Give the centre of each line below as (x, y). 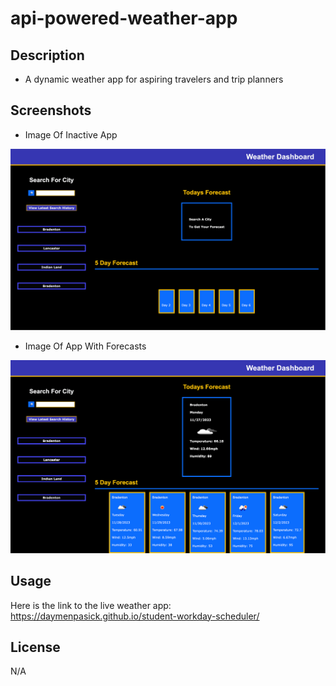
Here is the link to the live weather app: (91, 605)
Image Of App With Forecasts (85, 346)
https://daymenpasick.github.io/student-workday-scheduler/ (135, 616)
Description (47, 55)
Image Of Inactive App (71, 134)
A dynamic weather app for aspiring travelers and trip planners (154, 79)
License (35, 647)
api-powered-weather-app (124, 18)
